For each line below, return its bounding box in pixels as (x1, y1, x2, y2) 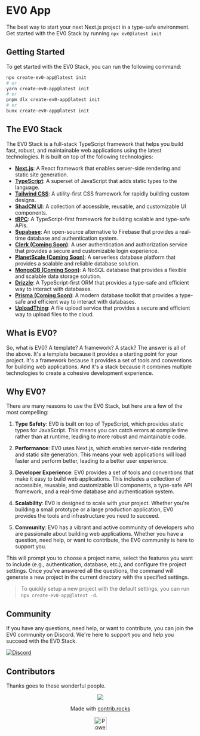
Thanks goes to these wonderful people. (6, 682, 106, 689)
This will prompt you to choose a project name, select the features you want (6, 554, 193, 562)
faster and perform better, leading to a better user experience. (14, 457, 168, 465)
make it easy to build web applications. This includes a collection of (14, 475, 181, 482)
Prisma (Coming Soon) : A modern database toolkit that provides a (14, 291, 179, 299)
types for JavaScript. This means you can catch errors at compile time (14, 427, 188, 434)
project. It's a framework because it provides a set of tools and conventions (6, 356, 192, 364)
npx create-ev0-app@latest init (6, 74, 87, 81)
